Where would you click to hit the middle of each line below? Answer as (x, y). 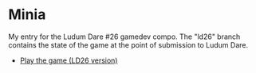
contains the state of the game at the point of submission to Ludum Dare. (128, 44)
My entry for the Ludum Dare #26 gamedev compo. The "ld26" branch (124, 36)
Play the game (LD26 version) (69, 60)
